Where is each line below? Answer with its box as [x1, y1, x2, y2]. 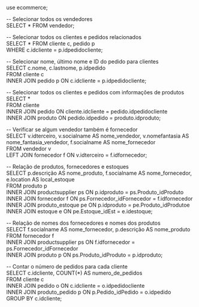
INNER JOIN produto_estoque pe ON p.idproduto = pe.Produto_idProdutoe [6, 201, 190, 208]
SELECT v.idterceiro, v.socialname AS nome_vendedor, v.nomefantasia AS [6, 132, 189, 139]
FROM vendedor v [6, 145, 52, 152]
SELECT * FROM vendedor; [6, 22, 75, 29]
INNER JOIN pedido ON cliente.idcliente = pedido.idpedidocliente [6, 108, 168, 115]
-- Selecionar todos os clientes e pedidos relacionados [6, 34, 142, 40]
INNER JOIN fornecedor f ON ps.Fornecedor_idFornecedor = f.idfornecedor [6, 195, 193, 202]
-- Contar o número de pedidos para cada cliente [6, 263, 128, 270]
